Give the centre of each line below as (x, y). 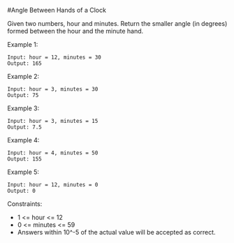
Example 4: (23, 140)
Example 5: (23, 172)
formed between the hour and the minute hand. (75, 31)
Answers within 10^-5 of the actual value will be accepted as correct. (116, 232)
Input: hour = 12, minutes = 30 (54, 57)
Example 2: (23, 76)
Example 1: (23, 44)
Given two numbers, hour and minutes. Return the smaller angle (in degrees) (117, 23)
